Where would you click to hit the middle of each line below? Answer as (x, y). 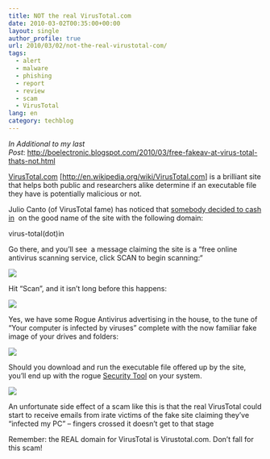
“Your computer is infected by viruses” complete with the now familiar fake (133, 328)
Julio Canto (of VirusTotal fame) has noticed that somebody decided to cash (135, 209)
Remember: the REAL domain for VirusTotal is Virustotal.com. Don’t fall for (131, 439)
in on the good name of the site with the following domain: (106, 218)
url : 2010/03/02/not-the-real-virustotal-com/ (88, 46)
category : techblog (41, 121)
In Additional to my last (47, 144)
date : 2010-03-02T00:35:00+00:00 (64, 23)
